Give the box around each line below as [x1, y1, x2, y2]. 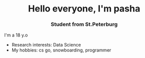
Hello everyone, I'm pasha [28, 3, 140, 14]
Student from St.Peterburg [50, 21, 118, 28]
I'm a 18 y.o [4, 32, 28, 38]
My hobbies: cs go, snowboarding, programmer [11, 47, 112, 53]
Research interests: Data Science [11, 42, 81, 48]
